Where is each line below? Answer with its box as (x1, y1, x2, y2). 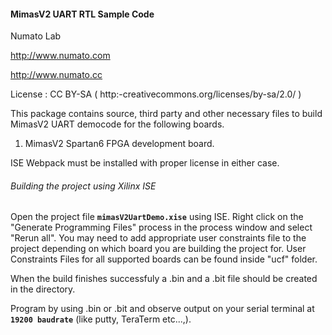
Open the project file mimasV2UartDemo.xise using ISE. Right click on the (10, 211, 304, 223)
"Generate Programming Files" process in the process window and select (10, 221, 313, 234)
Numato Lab (10, 30, 62, 42)
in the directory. (10, 283, 76, 295)
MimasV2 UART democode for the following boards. (10, 118, 225, 130)
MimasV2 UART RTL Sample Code (10, 8, 155, 20)
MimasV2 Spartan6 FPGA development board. (24, 138, 215, 150)
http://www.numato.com (10, 50, 111, 62)
